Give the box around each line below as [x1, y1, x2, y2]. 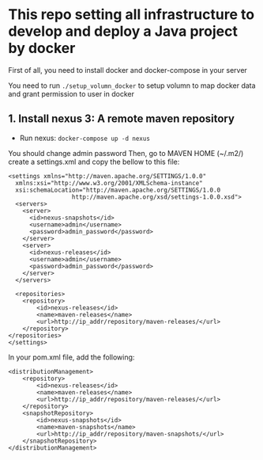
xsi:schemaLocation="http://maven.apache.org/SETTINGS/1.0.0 [15, 186, 221, 194]
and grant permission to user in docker [8, 89, 134, 98]
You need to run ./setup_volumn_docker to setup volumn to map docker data [8, 81, 256, 90]
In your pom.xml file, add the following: [8, 352, 135, 362]
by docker [8, 40, 76, 57]
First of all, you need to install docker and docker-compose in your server [8, 65, 247, 74]
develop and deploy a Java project [8, 22, 239, 40]
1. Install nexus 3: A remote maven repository [8, 112, 235, 126]
